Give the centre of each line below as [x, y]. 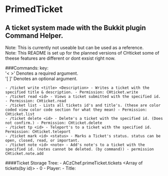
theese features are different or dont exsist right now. [60, 58]
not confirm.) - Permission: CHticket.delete [54, 123]
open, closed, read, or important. [43, 140]
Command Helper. [34, 35]
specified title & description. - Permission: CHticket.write [72, 92]
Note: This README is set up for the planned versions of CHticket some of [82, 53]
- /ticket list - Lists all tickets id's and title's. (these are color [83, 105]
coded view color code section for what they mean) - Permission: [76, 110]
